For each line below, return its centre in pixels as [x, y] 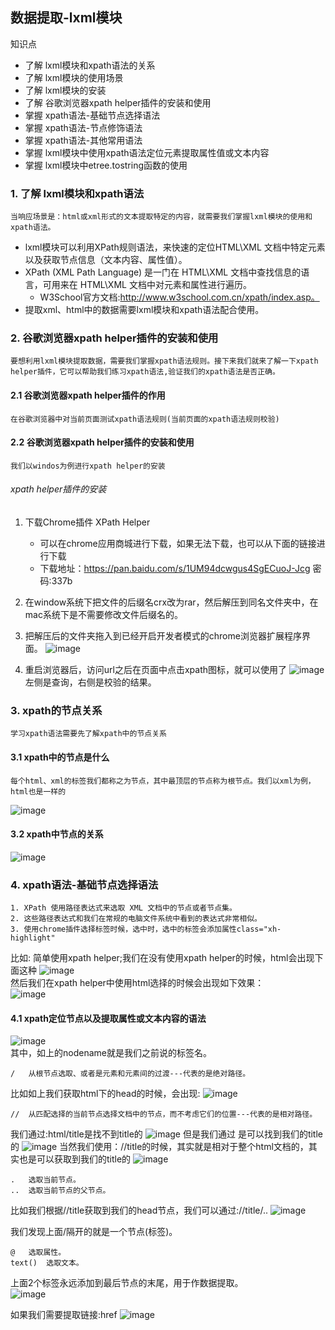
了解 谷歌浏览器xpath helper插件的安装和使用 [118, 102]
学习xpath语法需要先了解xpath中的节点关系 [88, 734]
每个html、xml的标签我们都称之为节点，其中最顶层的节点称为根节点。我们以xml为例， [163, 781]
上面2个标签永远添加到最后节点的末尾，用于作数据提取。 [127, 1283]
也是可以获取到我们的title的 [75, 1159]
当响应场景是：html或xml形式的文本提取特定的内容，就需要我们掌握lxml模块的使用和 [161, 217]
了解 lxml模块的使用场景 [74, 77]
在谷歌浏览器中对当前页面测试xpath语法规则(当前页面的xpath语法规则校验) [145, 419]
